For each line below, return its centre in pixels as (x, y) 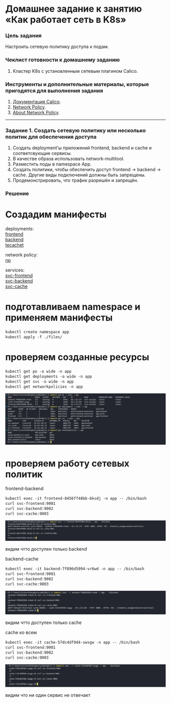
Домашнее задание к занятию (74, 9)
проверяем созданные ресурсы (77, 357)
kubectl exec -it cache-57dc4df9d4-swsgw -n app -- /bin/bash (73, 642)
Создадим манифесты (56, 215)
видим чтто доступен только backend (46, 549)
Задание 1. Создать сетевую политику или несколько (76, 130)
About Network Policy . (36, 113)
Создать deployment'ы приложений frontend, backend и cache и (82, 148)
